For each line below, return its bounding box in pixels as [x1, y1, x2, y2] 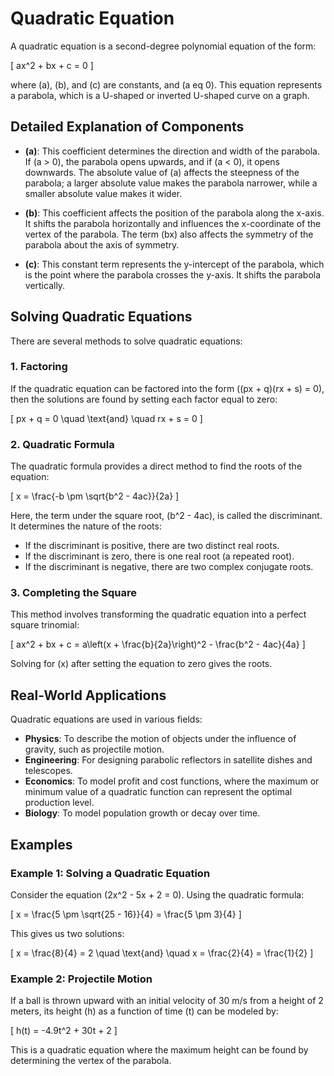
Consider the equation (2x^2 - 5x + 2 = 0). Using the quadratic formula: [10, 888, 305, 901]
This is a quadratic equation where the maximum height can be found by [10, 1044, 309, 1056]
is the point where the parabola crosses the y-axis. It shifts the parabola [24, 268, 322, 281]
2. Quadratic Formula [10, 437, 115, 451]
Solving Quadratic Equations [10, 308, 193, 326]
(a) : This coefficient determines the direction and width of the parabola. [24, 145, 321, 157]
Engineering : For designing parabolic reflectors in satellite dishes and [24, 754, 313, 766]
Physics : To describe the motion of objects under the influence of [24, 733, 297, 745]
